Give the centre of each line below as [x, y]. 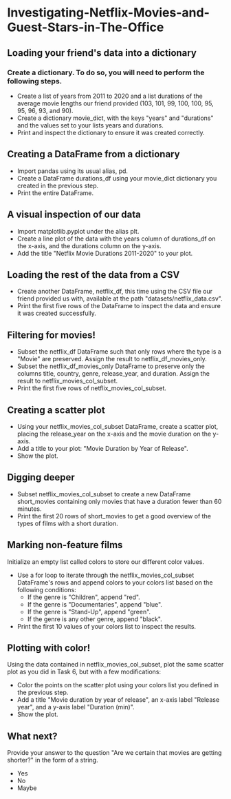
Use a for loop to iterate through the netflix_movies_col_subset [106, 575]
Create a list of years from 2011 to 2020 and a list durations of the [110, 96]
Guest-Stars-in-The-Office [86, 27]
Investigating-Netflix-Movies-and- [108, 13]
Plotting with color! [49, 648]
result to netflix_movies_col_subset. [67, 381]
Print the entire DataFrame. [55, 193]
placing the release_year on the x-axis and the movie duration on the [114, 434]
